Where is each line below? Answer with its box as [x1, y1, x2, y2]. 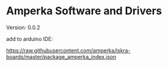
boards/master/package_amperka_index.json [6, 53, 117, 60]
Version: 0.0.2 [6, 24, 40, 31]
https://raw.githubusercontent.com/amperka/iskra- [6, 46, 131, 54]
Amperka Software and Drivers [6, 4, 162, 18]
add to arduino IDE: [6, 35, 53, 42]
